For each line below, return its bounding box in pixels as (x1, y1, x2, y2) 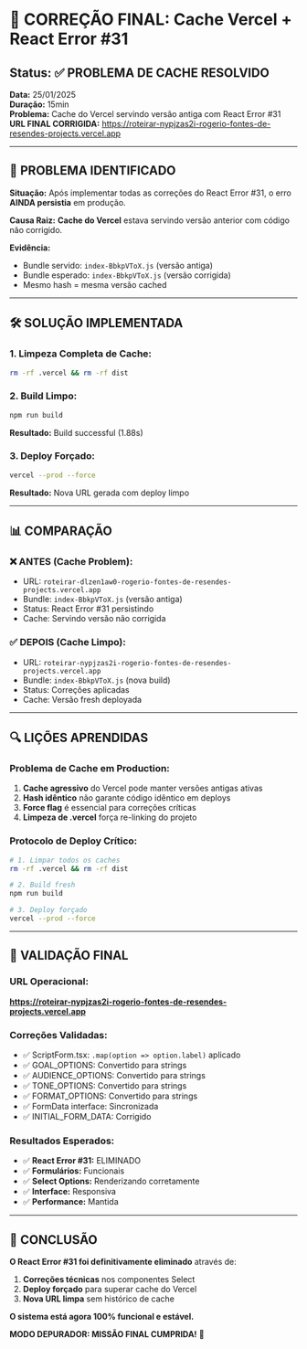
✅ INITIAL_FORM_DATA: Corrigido (22, 1110, 152, 1121)
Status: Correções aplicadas (22, 684, 130, 695)
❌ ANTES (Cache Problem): (9, 556, 133, 568)
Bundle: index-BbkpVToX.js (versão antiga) (22, 594, 183, 605)
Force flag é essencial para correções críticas (22, 802, 196, 813)
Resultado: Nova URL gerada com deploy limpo (9, 487, 190, 498)
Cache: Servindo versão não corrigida (22, 613, 166, 624)
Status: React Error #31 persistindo (22, 603, 154, 614)
